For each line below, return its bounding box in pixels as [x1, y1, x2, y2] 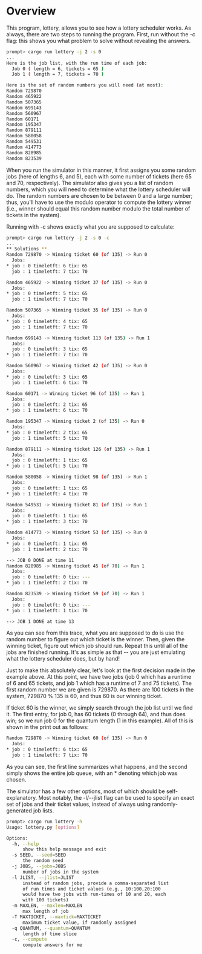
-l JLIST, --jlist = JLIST [11, 874, 74, 881]
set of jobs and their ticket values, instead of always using [6, 800, 151, 808]
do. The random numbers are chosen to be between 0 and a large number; [6, 192, 193, 199]
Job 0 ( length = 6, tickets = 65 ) [11, 65, 104, 72]
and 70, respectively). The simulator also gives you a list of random [6, 179, 174, 186]
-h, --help [11, 841, 39, 847]
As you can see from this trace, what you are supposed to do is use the [6, 629, 184, 636]
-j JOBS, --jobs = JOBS [11, 863, 67, 869]
